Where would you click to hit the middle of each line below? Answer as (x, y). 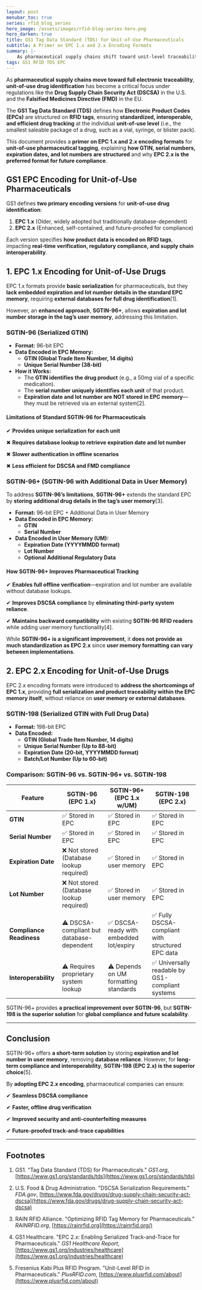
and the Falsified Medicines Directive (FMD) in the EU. (75, 99)
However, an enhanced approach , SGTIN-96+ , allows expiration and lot (96, 311)
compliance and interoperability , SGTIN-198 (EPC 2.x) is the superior (107, 1066)
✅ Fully (162, 915)
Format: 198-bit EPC (40, 727)
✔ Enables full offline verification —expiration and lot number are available (99, 585)
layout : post (23, 12)
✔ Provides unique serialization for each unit (63, 431)
